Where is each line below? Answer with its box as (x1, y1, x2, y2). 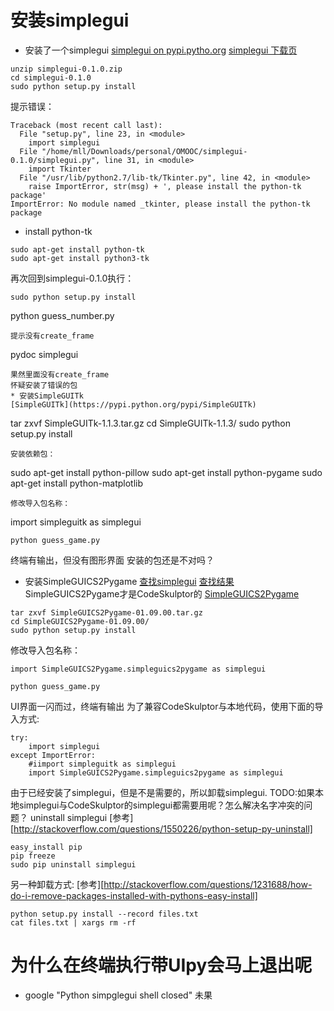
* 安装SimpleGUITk (10, 391, 84, 401)
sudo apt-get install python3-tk (10, 253, 150, 263)
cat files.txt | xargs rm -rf (10, 917, 137, 928)
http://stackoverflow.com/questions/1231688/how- (103, 878, 313, 890)
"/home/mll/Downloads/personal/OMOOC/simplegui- (41, 146, 248, 156)
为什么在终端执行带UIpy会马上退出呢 (10, 954, 313, 977)
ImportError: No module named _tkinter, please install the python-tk (10, 199, 311, 209)
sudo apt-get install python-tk (10, 244, 145, 255)
